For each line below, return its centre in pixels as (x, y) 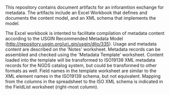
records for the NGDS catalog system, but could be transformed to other (81, 65)
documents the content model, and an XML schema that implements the (81, 18)
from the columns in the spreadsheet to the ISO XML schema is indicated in (84, 81)
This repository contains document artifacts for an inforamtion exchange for (84, 7)
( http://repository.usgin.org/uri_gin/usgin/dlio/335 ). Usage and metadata (81, 44)
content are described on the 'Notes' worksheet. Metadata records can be (83, 49)
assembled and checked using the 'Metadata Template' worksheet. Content (84, 55)
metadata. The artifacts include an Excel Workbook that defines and (76, 13)
